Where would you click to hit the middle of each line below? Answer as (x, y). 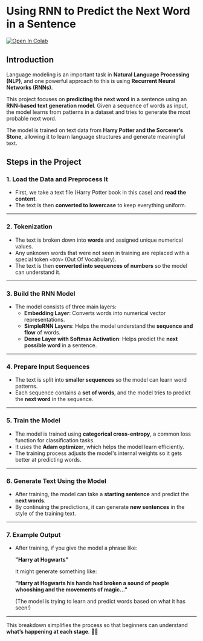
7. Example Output (34, 534)
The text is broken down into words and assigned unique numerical (99, 240)
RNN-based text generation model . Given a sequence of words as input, (97, 105)
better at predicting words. (48, 459)
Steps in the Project (44, 162)
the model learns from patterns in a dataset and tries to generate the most (98, 112)
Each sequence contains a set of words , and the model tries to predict (103, 393)
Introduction (30, 60)
